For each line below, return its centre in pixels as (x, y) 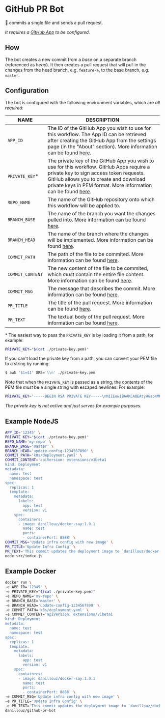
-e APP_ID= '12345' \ (26, 587)
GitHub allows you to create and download (96, 179)
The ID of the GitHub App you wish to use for (99, 128)
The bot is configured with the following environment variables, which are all (82, 102)
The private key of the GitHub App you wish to (101, 161)
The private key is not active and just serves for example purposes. (73, 406)
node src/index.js (24, 556)
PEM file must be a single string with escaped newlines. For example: (75, 387)
